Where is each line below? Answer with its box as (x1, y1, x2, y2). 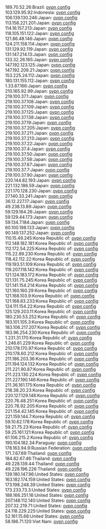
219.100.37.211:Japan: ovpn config (5, 130, 74, 136)
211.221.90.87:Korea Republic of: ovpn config (5, 366, 96, 372)
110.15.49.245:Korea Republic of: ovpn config (5, 235, 96, 241)
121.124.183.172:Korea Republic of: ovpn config (5, 272, 99, 278)
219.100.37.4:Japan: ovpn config (5, 146, 70, 152)
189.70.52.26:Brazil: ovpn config (5, 4, 71, 10)
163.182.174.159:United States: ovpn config (5, 477, 91, 482)
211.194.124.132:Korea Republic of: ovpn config (5, 361, 99, 367)
